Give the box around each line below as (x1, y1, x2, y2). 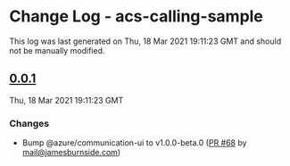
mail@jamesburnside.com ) (21, 147, 121, 158)
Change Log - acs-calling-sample (9, 6, 263, 27)
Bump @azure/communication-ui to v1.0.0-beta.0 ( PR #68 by (21, 137, 247, 148)
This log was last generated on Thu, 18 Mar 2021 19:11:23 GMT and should (9, 36, 282, 46)
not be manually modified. (9, 45, 105, 55)
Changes (9, 117, 50, 129)
